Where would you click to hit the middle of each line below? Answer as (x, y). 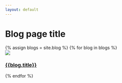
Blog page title (35, 34)
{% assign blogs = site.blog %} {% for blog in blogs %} (61, 48)
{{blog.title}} (21, 65)
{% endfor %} (19, 76)
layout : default (22, 10)
